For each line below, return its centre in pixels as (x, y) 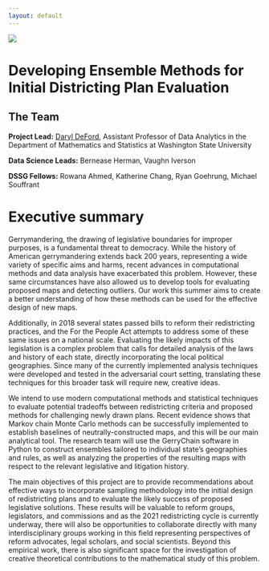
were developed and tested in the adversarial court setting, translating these (134, 374)
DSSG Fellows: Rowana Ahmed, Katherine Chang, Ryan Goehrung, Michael (132, 176)
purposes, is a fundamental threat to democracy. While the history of (122, 247)
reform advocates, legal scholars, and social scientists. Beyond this (120, 541)
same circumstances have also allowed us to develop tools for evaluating (129, 281)
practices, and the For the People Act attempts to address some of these (128, 331)
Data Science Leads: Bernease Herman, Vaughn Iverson (102, 160)
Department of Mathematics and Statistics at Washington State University (130, 144)
